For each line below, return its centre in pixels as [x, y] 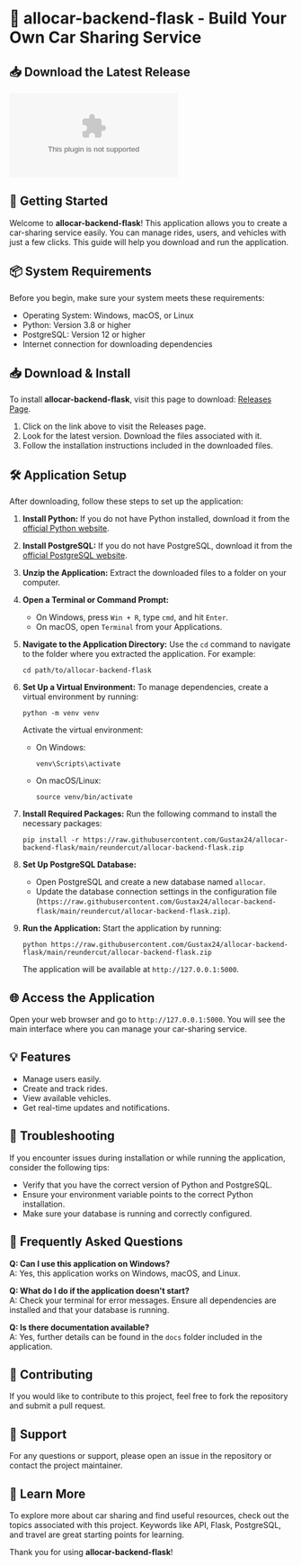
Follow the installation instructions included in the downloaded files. [148, 446]
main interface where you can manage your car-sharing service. [128, 1029]
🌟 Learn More [48, 1493]
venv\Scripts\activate [78, 764]
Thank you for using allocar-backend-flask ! [91, 1552]
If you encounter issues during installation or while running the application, [147, 1158]
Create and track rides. [65, 1088]
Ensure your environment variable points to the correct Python [137, 1194]
